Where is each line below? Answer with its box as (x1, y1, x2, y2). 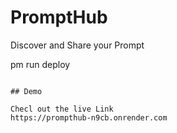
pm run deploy (10, 58, 71, 70)
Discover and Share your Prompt (10, 39, 145, 51)
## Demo (10, 86, 43, 96)
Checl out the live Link (10, 104, 114, 114)
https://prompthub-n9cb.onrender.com (10, 112, 168, 123)
